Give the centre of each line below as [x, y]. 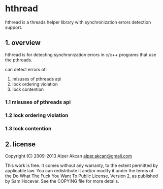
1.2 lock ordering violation [37, 115]
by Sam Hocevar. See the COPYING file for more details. [62, 181]
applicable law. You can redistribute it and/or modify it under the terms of [79, 171]
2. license [20, 144]
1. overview [23, 43]
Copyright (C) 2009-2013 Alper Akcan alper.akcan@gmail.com [68, 156]
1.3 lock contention [28, 128]
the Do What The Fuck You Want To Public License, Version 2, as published [81, 176]
